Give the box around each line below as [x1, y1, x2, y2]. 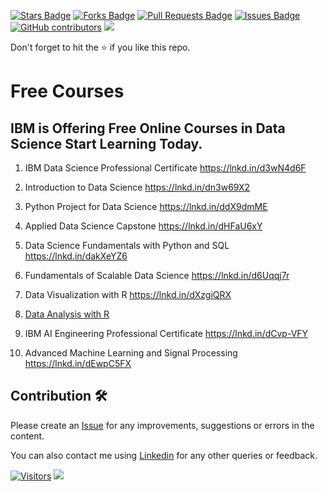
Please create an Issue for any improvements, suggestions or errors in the [10, 419, 315, 431]
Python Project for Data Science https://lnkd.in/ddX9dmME [24, 201, 268, 212]
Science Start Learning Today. [10, 135, 203, 152]
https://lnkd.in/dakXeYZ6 [24, 250, 128, 262]
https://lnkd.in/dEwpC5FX [24, 358, 132, 369]
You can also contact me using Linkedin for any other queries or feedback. [10, 449, 318, 461]
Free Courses [10, 80, 125, 103]
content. [10, 430, 45, 442]
